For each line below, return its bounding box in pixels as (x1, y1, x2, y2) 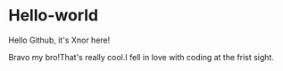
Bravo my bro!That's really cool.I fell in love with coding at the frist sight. (8, 51, 274, 62)
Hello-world (8, 5, 99, 26)
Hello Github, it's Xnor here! (8, 35, 111, 45)
